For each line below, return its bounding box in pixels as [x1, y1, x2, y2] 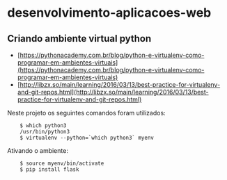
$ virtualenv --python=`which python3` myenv [19, 134, 155, 141]
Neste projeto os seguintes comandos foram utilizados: [7, 109, 166, 117]
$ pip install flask [19, 166, 79, 173]
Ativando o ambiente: [7, 147, 68, 154]
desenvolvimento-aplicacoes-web [7, 5, 212, 21]
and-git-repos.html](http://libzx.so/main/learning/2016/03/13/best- [17, 88, 209, 96]
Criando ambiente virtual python [7, 33, 152, 44]
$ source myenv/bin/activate [19, 160, 104, 167]
